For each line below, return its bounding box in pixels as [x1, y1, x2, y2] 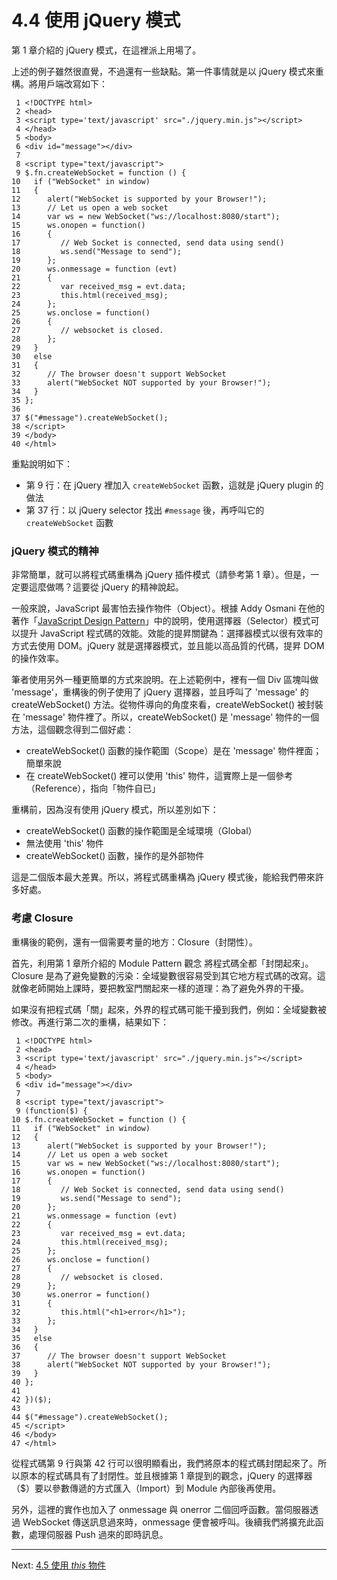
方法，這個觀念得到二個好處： [11, 724, 134, 736]
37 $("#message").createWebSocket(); [11, 412, 169, 423]
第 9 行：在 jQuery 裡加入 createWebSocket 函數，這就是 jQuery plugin [25, 479, 313, 491]
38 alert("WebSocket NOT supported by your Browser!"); [11, 1359, 272, 1370]
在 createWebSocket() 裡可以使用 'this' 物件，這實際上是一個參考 [25, 770, 294, 782]
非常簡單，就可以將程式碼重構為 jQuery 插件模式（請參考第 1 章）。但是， [11, 569, 311, 581]
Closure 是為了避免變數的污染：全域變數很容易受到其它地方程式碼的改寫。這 [11, 969, 326, 981]
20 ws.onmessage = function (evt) [11, 264, 178, 274]
